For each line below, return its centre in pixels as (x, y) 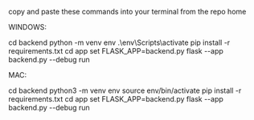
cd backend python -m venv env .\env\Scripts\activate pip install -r (119, 42)
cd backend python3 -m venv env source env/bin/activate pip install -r (125, 90)
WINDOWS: (27, 27)
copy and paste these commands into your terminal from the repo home (127, 12)
